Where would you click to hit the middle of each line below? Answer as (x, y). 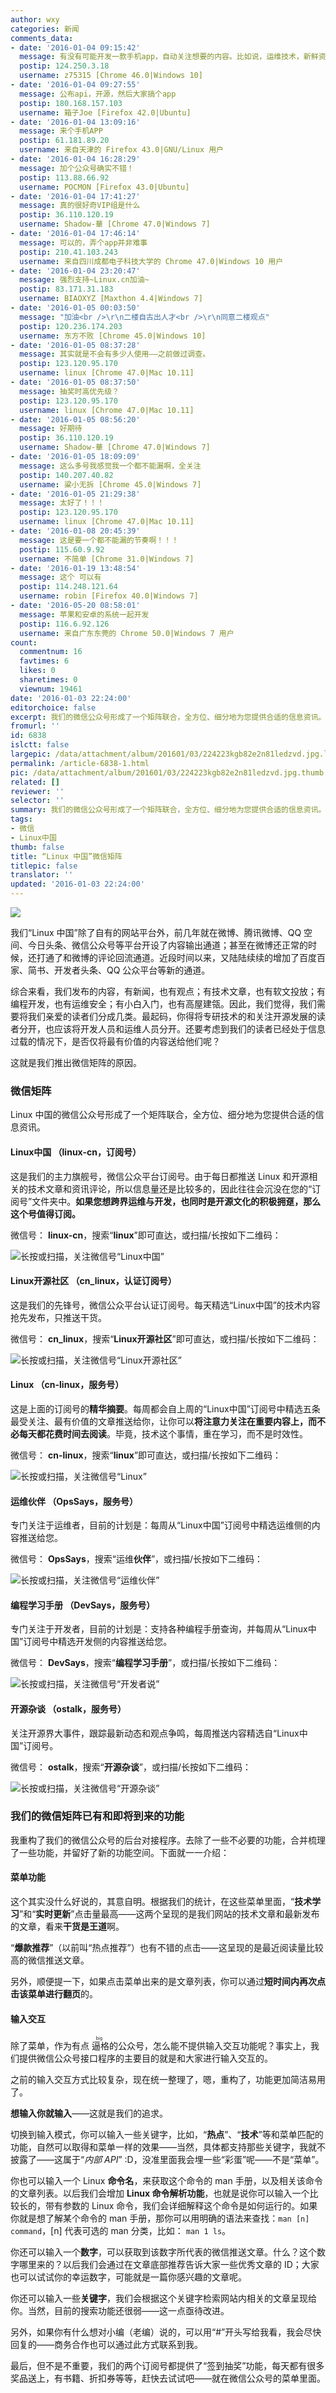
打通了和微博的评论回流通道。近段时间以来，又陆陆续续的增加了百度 (176, 957)
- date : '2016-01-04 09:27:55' (75, 85)
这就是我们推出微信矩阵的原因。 (76, 1062)
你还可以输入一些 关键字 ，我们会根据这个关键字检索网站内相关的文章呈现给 (163, 2298)
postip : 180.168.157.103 (71, 103)
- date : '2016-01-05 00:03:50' (75, 308)
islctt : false (40, 745)
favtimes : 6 (44, 661)
